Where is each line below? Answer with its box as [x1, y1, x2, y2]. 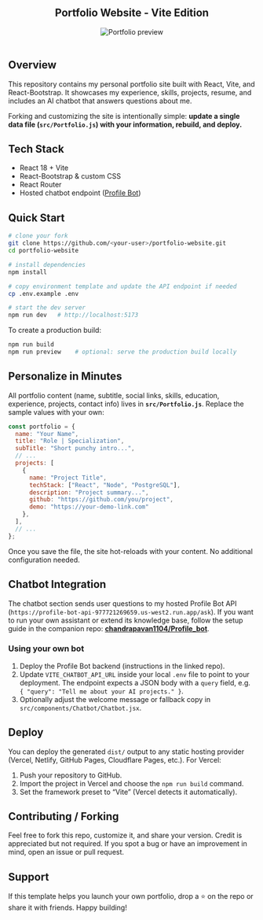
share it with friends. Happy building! [8, 903, 127, 912]
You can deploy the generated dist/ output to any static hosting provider [8, 747, 245, 756]
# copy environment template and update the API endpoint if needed [8, 283, 237, 290]
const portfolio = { [8, 423, 76, 430]
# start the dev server [8, 304, 86, 312]
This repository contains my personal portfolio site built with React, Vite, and [8, 79, 255, 89]
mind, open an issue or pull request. [8, 848, 124, 857]
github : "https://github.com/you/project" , [28, 496, 174, 504]
